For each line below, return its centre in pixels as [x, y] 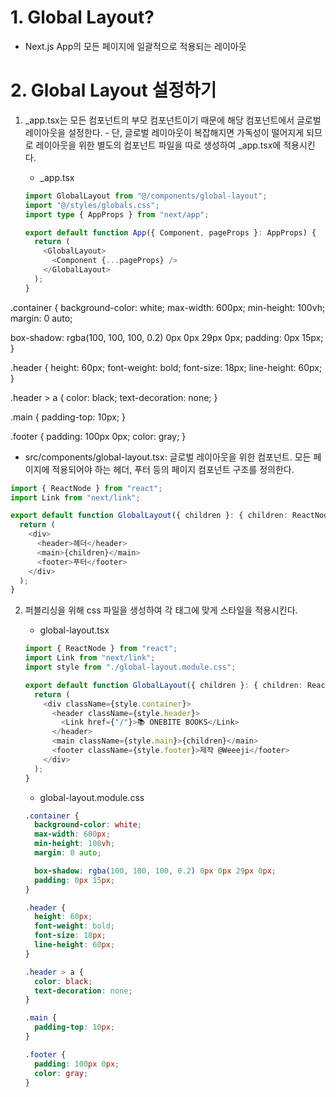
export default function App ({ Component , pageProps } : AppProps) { [170, 232]
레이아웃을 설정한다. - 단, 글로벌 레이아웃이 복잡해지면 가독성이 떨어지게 [164, 132]
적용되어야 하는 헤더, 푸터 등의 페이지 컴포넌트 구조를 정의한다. [173, 469]
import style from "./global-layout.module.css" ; [130, 667]
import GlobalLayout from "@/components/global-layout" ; [146, 196]
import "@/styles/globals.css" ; [92, 205]
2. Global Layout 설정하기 [113, 90]
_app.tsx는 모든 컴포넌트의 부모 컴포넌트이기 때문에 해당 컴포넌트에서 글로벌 [173, 120]
